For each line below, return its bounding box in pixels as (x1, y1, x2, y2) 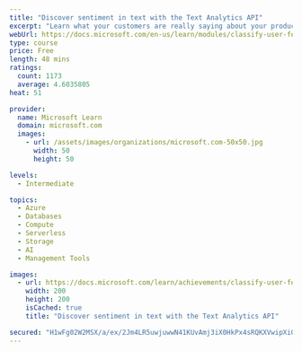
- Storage (17, 237, 54, 246)
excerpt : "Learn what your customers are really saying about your (9, 22, 268, 31)
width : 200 (25, 286, 67, 296)
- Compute (17, 221, 54, 230)
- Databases (17, 212, 63, 221)
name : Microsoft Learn (17, 113, 102, 122)
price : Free (9, 47, 54, 56)
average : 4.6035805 (17, 80, 91, 89)
